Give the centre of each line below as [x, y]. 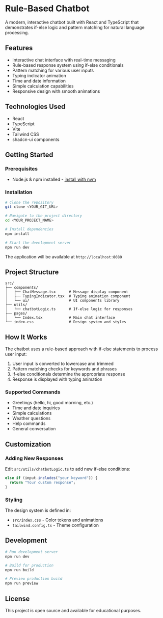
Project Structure [32, 272]
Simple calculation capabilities [43, 86]
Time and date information [39, 81]
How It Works [26, 337]
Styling [14, 500]
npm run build [20, 570]
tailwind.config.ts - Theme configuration [55, 525]
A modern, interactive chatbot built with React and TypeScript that [72, 22]
